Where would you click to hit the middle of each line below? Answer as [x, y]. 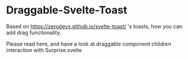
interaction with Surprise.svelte [44, 50]
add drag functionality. [34, 32]
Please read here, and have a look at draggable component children [89, 44]
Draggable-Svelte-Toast [67, 10]
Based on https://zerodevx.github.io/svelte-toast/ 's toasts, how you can [94, 26]
